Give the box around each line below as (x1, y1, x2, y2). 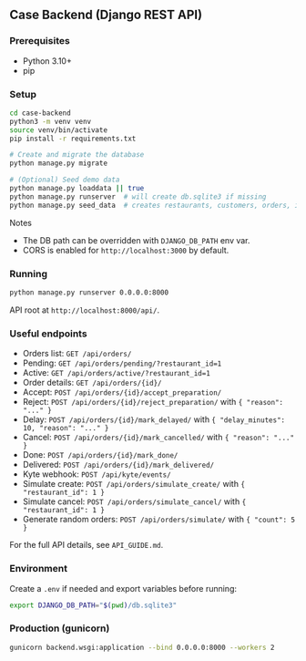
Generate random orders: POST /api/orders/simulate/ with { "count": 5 (22, 514, 296, 525)
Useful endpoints (9, 327, 88, 340)
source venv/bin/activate (9, 125, 107, 135)
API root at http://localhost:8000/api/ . (9, 305, 160, 315)
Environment (9, 563, 68, 575)
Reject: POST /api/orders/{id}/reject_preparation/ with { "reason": (22, 397, 284, 408)
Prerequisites (9, 35, 70, 47)
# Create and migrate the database (9, 150, 145, 160)
